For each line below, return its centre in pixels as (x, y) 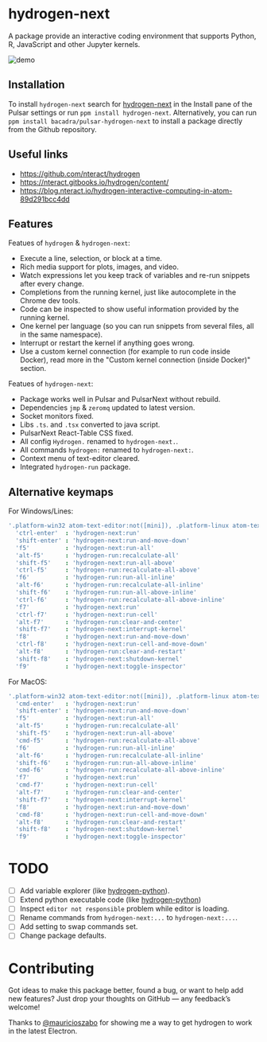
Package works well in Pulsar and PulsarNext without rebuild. (120, 400)
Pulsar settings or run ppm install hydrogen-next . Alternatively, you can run (132, 112)
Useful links (39, 155)
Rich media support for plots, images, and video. (99, 267)
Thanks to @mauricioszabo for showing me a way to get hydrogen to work (130, 1023)
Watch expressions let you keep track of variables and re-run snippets (135, 275)
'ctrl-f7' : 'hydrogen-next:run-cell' (87, 615)
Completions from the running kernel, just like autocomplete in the (128, 292)
